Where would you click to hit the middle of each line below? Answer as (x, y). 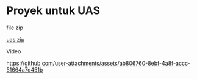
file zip (15, 28)
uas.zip (16, 39)
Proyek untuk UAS (53, 11)
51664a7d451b (25, 70)
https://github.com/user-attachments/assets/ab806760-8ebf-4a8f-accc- (99, 63)
